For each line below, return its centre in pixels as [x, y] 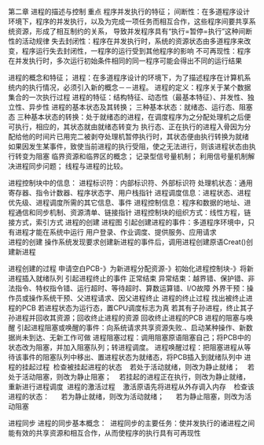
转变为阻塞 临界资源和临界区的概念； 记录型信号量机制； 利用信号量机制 [131, 156]
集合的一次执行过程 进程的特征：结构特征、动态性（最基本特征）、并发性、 [128, 97]
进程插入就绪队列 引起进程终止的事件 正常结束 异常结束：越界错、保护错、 [128, 278]
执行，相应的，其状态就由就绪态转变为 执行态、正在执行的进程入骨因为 [129, 127]
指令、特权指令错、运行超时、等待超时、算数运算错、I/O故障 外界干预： [131, 288]
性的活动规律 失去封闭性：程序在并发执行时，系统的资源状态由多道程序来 [126, 41]
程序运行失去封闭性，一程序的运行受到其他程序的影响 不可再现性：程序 [136, 51]
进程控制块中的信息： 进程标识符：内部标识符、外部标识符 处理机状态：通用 [130, 183]
